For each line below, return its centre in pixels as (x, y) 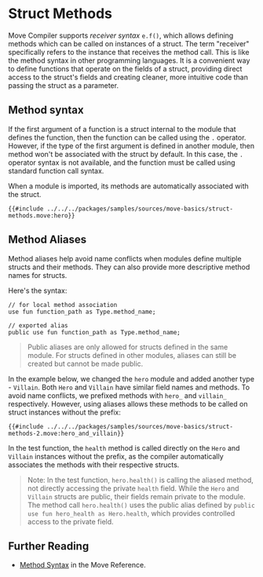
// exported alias (38, 325)
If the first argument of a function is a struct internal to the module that (122, 129)
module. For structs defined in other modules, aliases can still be (132, 355)
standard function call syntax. (56, 170)
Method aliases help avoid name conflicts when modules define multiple (125, 258)
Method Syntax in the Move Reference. (83, 565)
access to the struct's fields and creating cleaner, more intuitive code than (128, 77)
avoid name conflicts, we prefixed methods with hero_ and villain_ (118, 395)
